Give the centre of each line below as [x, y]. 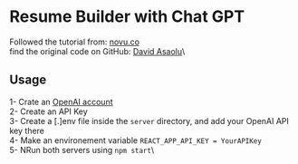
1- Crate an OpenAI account [61, 101]
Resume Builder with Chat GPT [127, 17]
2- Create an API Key [48, 111]
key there [27, 130]
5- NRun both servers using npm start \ [82, 150]
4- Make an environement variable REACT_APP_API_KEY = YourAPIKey [136, 140]
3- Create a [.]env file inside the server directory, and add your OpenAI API [149, 121]
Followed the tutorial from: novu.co [75, 42]
